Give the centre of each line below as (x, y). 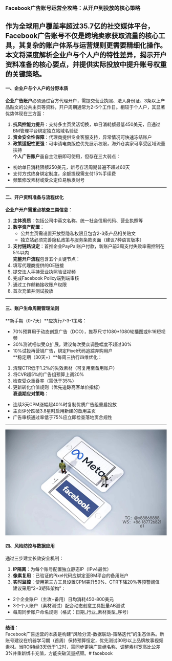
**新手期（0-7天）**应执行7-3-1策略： (46, 320)
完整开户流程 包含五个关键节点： (46, 259)
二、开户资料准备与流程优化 (35, 197)
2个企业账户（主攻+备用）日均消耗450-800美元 (63, 599)
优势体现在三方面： (26, 113)
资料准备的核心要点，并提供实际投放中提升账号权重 (86, 65)
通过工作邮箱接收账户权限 (40, 284)
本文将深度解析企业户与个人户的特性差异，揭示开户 (86, 55)
